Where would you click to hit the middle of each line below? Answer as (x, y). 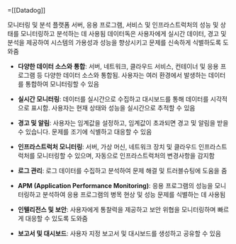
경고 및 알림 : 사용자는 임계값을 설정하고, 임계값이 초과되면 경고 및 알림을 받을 (123, 123)
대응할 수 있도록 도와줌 (57, 218)
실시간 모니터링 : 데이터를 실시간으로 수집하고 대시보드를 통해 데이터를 (113, 99)
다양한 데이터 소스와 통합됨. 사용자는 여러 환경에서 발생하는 (125, 75)
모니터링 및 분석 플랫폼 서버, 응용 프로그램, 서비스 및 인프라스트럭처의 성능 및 (113, 25)
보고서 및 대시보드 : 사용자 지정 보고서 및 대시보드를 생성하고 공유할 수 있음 (119, 233)
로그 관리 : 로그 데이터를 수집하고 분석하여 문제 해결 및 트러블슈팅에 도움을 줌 (122, 170)
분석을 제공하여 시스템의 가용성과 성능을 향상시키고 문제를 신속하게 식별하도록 (114, 42)
